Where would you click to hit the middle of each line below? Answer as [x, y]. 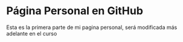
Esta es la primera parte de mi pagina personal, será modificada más [92, 27]
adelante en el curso [32, 33]
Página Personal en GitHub [75, 11]
